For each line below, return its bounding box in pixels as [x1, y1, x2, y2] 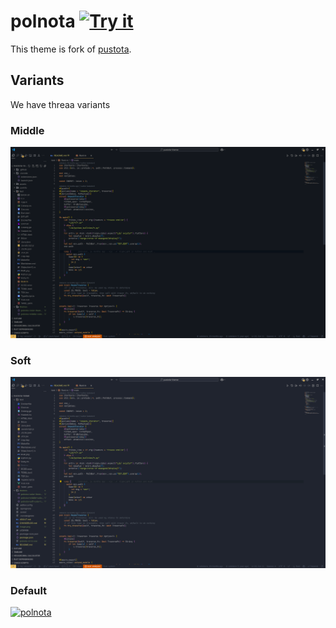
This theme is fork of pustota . [10, 43, 132, 55]
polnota [10, 10, 76, 33]
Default [10, 583, 48, 597]
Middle [10, 123, 45, 137]
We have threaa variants [10, 98, 111, 110]
